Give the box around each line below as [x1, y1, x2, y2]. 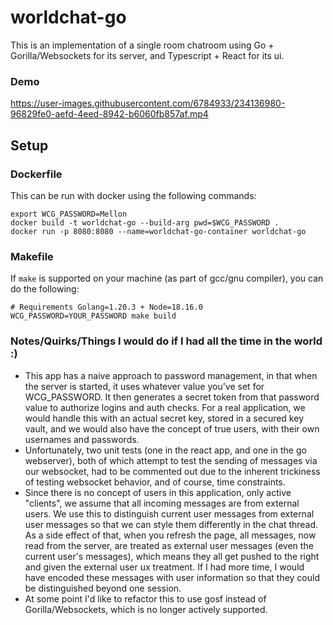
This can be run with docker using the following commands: [10, 189, 257, 201]
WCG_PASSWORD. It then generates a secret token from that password [24, 391, 320, 403]
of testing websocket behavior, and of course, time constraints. [24, 476, 286, 488]
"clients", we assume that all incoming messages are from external [24, 497, 300, 509]
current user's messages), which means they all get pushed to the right [24, 550, 320, 562]
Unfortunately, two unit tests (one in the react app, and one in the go [24, 444, 307, 456]
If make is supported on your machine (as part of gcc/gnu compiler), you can [10, 272, 324, 285]
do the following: [10, 283, 80, 295]
